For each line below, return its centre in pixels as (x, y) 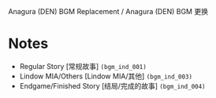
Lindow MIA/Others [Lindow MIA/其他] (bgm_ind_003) (106, 76)
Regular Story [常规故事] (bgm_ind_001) (83, 66)
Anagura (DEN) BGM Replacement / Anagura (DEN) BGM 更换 (108, 11)
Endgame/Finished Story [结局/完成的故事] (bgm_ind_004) (113, 85)
